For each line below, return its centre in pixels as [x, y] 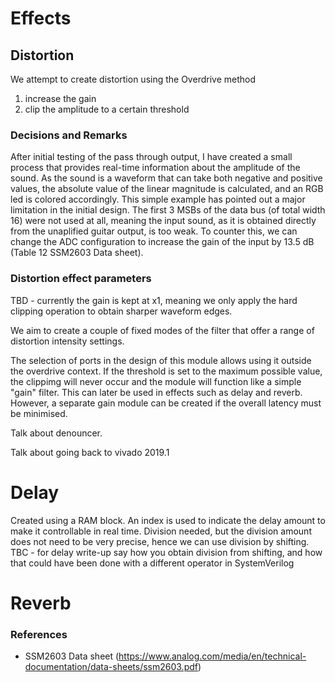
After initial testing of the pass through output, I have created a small [151, 157]
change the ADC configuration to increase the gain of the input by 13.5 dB [162, 242]
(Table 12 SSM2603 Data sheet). [77, 253]
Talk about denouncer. [56, 433]
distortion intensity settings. [67, 341]
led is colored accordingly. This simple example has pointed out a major [158, 199]
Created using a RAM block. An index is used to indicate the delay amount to [168, 520]
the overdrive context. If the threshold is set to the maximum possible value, [166, 371]
